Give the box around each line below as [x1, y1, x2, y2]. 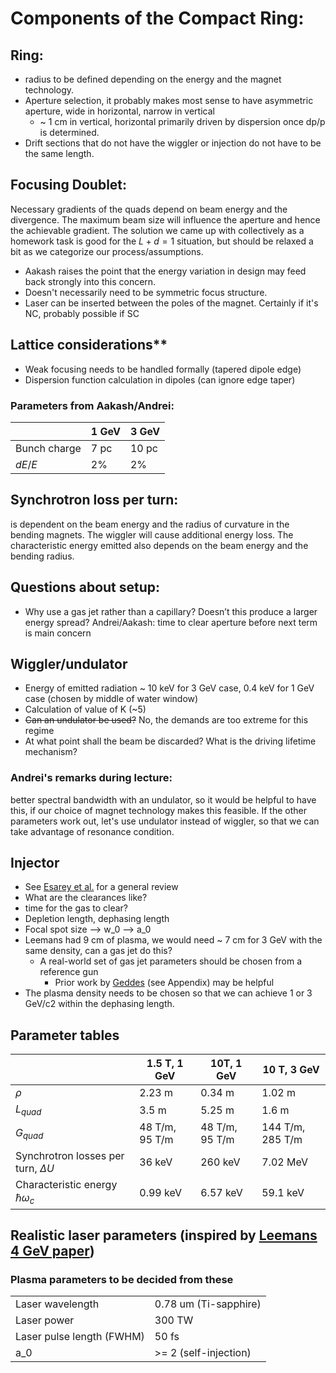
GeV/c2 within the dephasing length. [24, 998, 175, 1010]
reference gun [39, 966, 99, 978]
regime [24, 725, 55, 737]
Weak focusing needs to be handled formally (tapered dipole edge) [24, 363, 302, 375]
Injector [10, 855, 60, 872]
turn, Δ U [15, 1162, 55, 1176]
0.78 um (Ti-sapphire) [154, 1297, 262, 1311]
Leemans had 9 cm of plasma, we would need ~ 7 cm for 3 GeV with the [24, 934, 323, 946]
